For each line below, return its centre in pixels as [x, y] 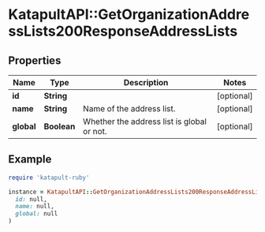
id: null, [31, 199]
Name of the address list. [129, 109]
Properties [35, 60]
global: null [37, 214]
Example [30, 159]
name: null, [35, 207]
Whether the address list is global [145, 122]
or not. [95, 131]
